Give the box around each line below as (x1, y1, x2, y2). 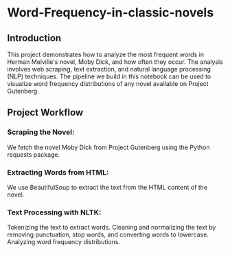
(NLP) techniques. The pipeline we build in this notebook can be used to (7, 72, 211, 80)
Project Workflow (7, 107, 84, 118)
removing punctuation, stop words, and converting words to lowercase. (7, 230, 209, 239)
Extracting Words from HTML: (7, 167, 109, 177)
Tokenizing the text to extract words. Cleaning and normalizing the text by (7, 223, 216, 232)
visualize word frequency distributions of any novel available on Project (7, 80, 209, 87)
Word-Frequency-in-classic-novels (7, 5, 214, 21)
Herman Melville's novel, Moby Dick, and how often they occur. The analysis (7, 58, 223, 66)
